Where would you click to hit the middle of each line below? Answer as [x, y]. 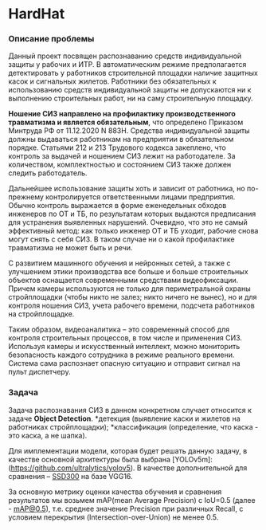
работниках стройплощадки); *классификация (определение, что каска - [133, 426]
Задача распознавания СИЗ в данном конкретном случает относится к [130, 410]
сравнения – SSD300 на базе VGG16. [70, 476]
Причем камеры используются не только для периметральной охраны [129, 289]
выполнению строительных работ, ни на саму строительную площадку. [131, 98]
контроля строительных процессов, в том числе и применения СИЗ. [125, 338]
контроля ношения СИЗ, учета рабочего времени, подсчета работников [131, 306]
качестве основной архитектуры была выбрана [90, 459]
